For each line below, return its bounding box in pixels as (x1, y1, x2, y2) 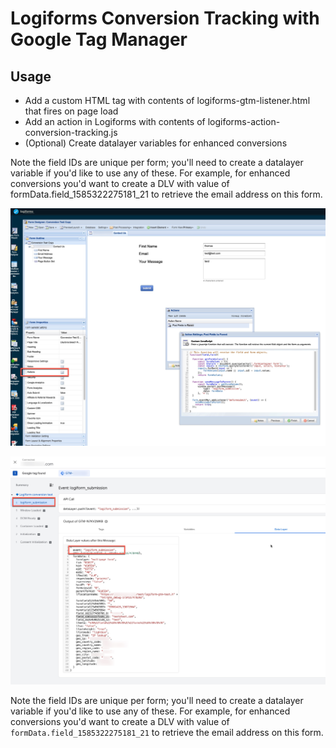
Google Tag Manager (10, 28, 188, 51)
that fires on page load (24, 105, 119, 117)
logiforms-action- (207, 116, 281, 127)
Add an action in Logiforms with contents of (24, 116, 206, 127)
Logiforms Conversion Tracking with (10, 7, 320, 30)
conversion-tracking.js (24, 127, 118, 138)
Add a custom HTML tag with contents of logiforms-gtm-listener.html (24, 95, 311, 106)
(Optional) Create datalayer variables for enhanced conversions (24, 137, 288, 149)
